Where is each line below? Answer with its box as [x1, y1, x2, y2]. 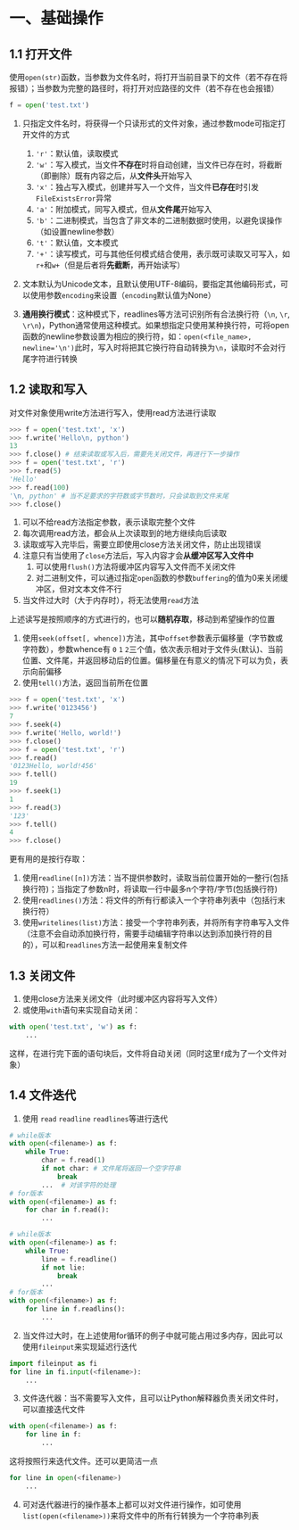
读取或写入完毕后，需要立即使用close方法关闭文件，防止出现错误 [21, 539, 262, 550]
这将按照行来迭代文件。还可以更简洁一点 [9, 1456, 158, 1467]
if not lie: [41, 1263, 87, 1272]
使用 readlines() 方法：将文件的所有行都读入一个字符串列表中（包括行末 [21, 895, 286, 906]
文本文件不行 [74, 583, 122, 594]
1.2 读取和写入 [9, 382, 87, 397]
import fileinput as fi [9, 1359, 98, 1368]
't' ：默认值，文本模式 [35, 237, 119, 248]
